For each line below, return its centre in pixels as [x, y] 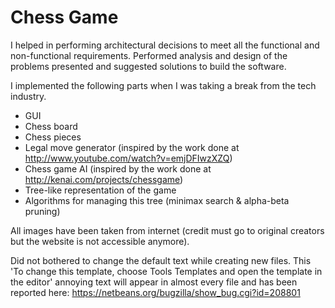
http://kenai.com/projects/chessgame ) [104, 179]
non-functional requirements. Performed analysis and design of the [149, 55]
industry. [28, 96]
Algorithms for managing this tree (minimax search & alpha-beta [157, 200]
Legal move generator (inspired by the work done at [132, 147]
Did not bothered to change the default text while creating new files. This [161, 260]
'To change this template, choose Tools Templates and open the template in [166, 271]
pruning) [42, 211]
